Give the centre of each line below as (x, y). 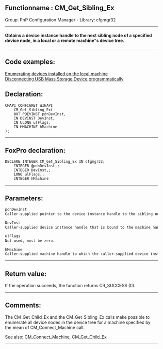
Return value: (26, 274)
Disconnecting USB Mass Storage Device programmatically (64, 79)
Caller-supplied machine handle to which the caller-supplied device (77, 254)
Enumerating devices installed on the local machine (57, 74)
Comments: (23, 305)
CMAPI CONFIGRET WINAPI (29, 105)
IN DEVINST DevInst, (34, 118)
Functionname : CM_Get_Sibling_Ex (60, 8)
